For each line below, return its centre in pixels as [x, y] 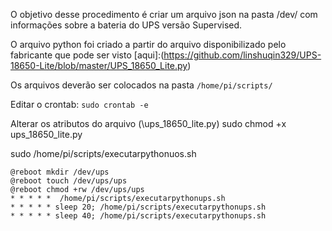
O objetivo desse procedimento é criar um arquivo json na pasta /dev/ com [164, 14]
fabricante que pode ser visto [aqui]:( [87, 55]
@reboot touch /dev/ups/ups [69, 181]
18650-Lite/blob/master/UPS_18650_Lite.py [99, 65]
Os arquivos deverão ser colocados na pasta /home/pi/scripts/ [141, 85]
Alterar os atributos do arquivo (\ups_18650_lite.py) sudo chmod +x [148, 123]
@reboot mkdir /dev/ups [60, 172]
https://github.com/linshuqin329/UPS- [242, 55]
